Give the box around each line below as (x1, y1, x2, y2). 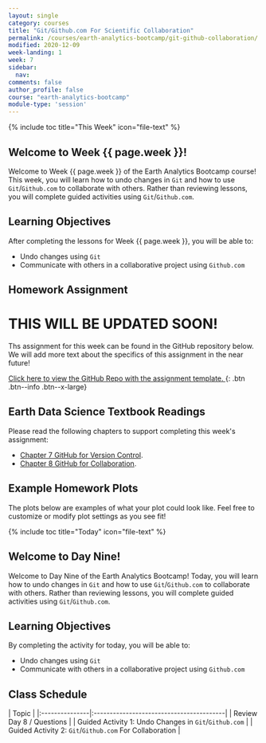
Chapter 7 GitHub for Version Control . (19, 450, 143, 459)
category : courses (8, 19, 69, 27)
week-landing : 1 (8, 49, 62, 57)
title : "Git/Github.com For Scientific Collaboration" (8, 26, 194, 34)
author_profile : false (8, 85, 84, 94)
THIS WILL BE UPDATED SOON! (8, 315, 218, 333)
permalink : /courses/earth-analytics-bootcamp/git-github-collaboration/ (8, 33, 259, 42)
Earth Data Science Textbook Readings (8, 405, 205, 419)
